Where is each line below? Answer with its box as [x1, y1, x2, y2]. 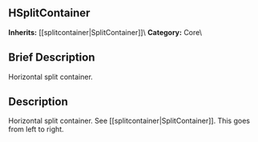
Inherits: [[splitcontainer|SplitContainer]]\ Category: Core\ [8, 27, 203, 37]
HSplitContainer [8, 6, 91, 20]
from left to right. [8, 124, 64, 134]
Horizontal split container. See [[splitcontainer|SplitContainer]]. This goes [8, 116, 251, 126]
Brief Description [8, 51, 95, 65]
